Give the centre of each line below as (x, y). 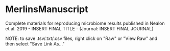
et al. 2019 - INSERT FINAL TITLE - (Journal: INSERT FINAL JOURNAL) (80, 28)
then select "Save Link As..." (35, 43)
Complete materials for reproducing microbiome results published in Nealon (85, 23)
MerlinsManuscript (47, 9)
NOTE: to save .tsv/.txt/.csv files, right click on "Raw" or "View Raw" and (81, 38)
